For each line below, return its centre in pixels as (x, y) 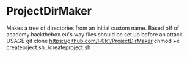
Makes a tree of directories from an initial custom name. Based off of (93, 28)
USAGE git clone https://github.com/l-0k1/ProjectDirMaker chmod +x (93, 41)
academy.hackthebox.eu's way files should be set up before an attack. (95, 34)
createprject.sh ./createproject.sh (49, 47)
